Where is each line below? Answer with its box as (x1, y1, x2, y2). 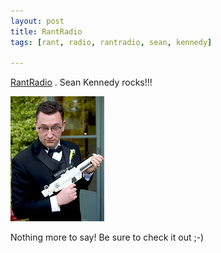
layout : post (10, 16, 65, 26)
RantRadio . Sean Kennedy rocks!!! (10, 76, 153, 89)
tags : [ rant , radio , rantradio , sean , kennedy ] (10, 37, 213, 47)
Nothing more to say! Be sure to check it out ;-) (10, 231, 205, 244)
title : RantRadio (10, 26, 83, 37)
